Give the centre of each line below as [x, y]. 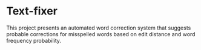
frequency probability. [34, 40]
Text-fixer [32, 11]
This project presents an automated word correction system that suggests [99, 28]
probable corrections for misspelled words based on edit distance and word [101, 34]
